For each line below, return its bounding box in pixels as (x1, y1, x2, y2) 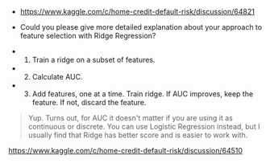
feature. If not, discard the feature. (31, 98, 147, 107)
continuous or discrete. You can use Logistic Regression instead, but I (27, 122, 260, 131)
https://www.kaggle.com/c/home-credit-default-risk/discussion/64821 (19, 7, 255, 16)
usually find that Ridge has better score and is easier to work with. (27, 130, 248, 140)
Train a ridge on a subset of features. (31, 55, 156, 64)
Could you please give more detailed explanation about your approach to (19, 22, 263, 31)
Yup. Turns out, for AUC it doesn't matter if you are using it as (27, 113, 234, 123)
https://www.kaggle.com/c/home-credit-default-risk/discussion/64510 (8, 146, 243, 155)
